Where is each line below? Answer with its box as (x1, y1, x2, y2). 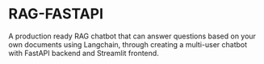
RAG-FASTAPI (8, 5, 103, 23)
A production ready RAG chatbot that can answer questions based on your (8, 31, 257, 41)
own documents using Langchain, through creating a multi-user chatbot (8, 39, 248, 49)
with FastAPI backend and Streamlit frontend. (8, 48, 159, 58)
